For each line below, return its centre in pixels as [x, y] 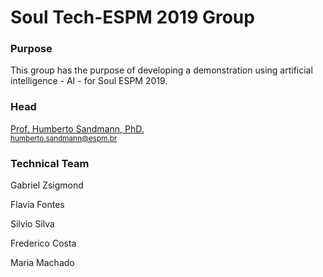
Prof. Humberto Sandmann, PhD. [77, 128]
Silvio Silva [32, 224]
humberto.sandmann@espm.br [64, 138]
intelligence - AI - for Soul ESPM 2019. [89, 81]
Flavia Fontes [37, 205]
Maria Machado [42, 263]
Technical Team [50, 163]
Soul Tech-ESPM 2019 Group [132, 17]
